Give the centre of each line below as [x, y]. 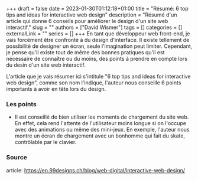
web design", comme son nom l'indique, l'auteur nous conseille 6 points [94, 83]
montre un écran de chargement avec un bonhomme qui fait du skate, [100, 136]
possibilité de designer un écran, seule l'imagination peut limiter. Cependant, [99, 46]
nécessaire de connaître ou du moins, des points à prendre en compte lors [97, 59]
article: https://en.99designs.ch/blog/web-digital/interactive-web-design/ [95, 170]
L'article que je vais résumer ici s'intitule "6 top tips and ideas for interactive [98, 76]
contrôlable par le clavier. [46, 142]
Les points [22, 104]
